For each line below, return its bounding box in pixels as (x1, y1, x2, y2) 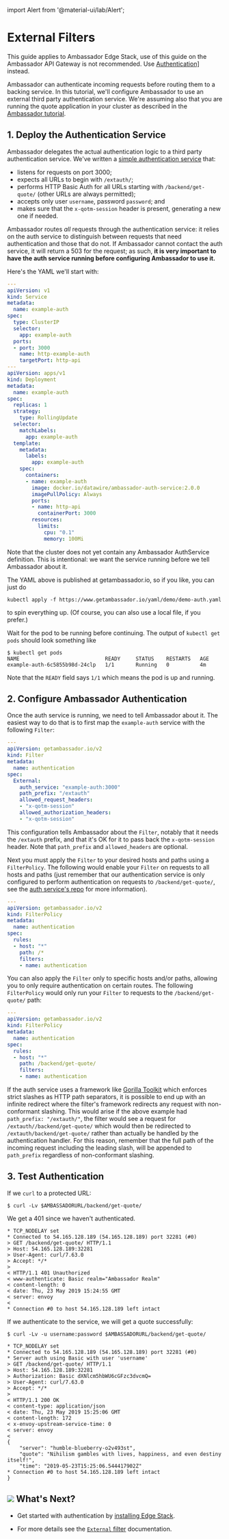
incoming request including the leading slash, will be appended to (7, 1144, 193, 1152)
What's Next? (16, 1493, 76, 1505)
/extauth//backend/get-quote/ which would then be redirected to (7, 1122, 191, 1130)
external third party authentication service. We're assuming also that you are (7, 95, 223, 103)
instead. (7, 66, 30, 75)
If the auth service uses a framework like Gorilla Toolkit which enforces (7, 1085, 207, 1094)
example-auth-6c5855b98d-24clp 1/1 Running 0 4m (7, 661, 206, 668)
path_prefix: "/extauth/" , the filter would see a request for (7, 1115, 176, 1123)
